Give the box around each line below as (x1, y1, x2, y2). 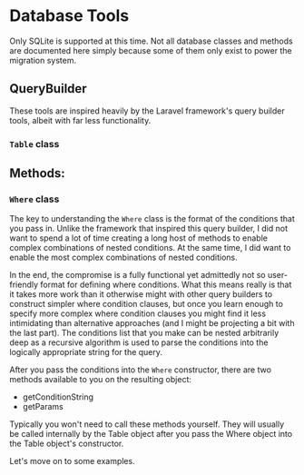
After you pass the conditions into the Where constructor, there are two (9, 364, 272, 375)
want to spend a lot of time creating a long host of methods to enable (9, 233, 268, 243)
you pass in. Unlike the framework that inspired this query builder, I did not (9, 223, 289, 234)
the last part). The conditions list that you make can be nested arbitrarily (9, 328, 279, 339)
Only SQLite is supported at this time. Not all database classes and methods (9, 35, 293, 46)
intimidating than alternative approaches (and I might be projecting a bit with (9, 318, 295, 329)
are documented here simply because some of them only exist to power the (9, 45, 292, 55)
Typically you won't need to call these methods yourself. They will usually (9, 419, 285, 430)
